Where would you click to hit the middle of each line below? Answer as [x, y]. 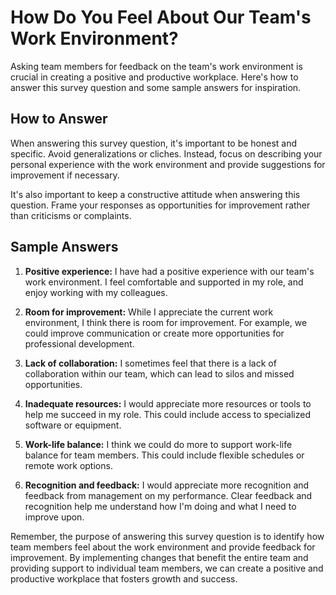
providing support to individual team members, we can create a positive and [167, 568]
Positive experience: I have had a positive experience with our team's [169, 271]
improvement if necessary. [65, 175]
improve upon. [54, 517]
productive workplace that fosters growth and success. [124, 578]
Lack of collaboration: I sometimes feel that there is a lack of [150, 363]
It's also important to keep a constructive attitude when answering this [155, 194]
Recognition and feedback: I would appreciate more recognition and [167, 485]
